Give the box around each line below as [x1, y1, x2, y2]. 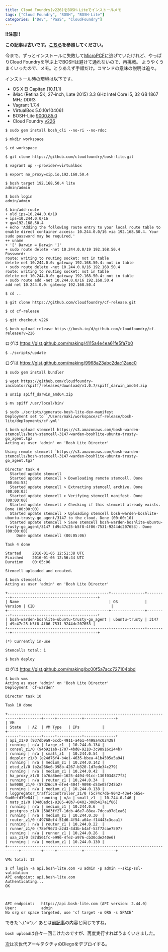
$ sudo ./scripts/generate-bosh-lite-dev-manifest [5, 409, 114, 415]
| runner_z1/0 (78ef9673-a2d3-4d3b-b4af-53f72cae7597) [5, 826, 123, 831]
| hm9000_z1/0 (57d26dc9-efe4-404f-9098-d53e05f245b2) [5, 782, 123, 787]
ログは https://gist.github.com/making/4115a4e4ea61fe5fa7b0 [5, 340, 133, 346]
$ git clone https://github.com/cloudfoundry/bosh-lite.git [5, 154, 134, 159]
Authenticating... [5, 879, 44, 884]
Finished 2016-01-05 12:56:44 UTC [5, 555, 85, 560]
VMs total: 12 [5, 857, 35, 862]
